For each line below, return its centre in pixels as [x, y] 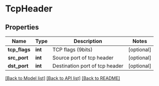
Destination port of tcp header [88, 66]
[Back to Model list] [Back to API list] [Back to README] [63, 78]
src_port [18, 58]
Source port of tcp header [83, 58]
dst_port [18, 66]
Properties [22, 27]
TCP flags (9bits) [72, 49]
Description [88, 41]
